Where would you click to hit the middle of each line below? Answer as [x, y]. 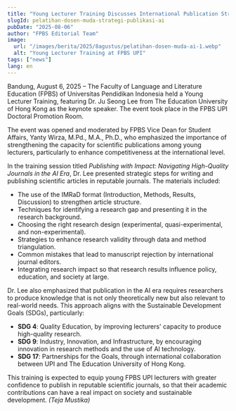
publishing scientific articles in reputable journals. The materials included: [114, 181]
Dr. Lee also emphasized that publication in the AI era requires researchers [115, 290]
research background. [50, 217]
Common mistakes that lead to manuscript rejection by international [116, 254]
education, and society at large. [63, 277]
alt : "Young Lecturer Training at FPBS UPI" [80, 53]
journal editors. [39, 262]
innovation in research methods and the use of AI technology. [106, 348]
